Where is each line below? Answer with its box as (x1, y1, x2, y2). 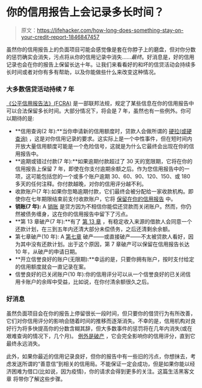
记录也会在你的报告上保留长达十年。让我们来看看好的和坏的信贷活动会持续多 (6, 61, 196, 68)
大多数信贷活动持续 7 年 (6, 85, 75, 93)
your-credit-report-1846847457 (20, 33, 100, 40)
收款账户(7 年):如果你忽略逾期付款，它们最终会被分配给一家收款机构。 (14, 188, 188, 195)
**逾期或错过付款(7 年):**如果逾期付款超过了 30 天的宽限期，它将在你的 (14, 158, 193, 165)
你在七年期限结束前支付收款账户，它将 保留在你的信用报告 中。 (20, 195, 176, 202)
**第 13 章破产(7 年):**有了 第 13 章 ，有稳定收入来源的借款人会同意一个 (14, 218, 192, 225)
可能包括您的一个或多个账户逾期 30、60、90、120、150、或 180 (31, 173, 191, 180)
